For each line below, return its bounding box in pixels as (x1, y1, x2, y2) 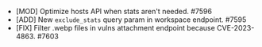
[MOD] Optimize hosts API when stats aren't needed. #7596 (15, 7, 213, 16)
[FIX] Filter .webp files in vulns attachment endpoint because (15, 23, 216, 32)
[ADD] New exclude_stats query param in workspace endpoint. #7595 (15, 15, 247, 24)
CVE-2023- (217, 23, 255, 32)
